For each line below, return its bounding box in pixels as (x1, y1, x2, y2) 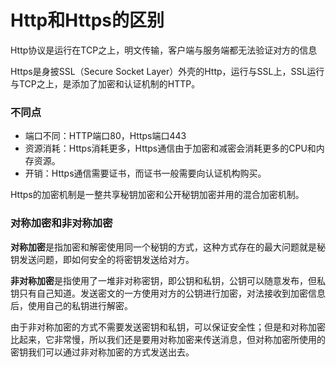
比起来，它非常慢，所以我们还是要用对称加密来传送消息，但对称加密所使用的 (10, 333, 326, 345)
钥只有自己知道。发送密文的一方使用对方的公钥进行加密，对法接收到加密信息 (10, 287, 326, 299)
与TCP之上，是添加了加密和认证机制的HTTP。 (10, 77, 201, 90)
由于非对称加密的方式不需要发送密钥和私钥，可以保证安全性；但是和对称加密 (10, 321, 326, 333)
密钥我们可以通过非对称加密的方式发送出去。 (10, 346, 195, 358)
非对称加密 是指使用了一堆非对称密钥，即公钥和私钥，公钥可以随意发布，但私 (10, 274, 326, 286)
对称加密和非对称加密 (10, 216, 113, 230)
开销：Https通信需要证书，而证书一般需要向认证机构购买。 (24, 167, 267, 180)
